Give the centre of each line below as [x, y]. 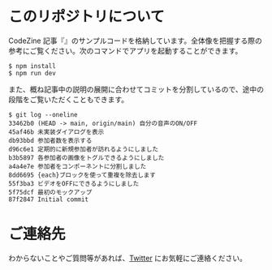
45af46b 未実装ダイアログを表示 [56, 132]
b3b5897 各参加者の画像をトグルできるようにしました [86, 158]
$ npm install [32, 66]
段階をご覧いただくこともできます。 [69, 99]
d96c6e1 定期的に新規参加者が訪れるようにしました [84, 149]
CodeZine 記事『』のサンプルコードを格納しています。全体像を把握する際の [135, 41]
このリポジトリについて [86, 17]
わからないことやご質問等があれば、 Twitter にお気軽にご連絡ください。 [128, 258]
